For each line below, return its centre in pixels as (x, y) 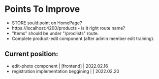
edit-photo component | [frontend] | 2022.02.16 (60, 66)
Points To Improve (42, 9)
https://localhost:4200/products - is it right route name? (68, 28)
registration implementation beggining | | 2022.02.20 (65, 71)
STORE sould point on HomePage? (47, 23)
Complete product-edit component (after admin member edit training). (83, 39)
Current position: (32, 54)
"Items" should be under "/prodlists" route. (55, 33)
